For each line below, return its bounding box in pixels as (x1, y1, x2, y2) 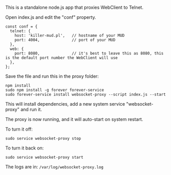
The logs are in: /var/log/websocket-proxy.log (5, 164, 104, 170)
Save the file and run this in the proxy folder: (5, 73, 99, 79)
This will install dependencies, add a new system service (5, 101, 125, 107)
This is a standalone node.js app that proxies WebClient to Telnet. (5, 5, 143, 10)
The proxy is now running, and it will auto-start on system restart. (5, 116, 143, 122)
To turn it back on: (5, 145, 44, 151)
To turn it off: (5, 126, 33, 132)
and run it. (20, 107, 42, 112)
